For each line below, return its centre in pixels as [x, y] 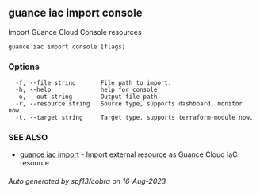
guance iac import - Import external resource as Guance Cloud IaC [128, 154]
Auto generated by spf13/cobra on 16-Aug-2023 [87, 181]
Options [24, 67]
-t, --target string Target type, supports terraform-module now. [134, 118]
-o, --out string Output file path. [88, 97]
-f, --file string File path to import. [94, 83]
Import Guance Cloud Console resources [75, 32]
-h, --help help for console [86, 90]
